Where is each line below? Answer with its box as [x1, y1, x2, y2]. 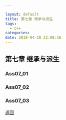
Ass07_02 [5, 84, 29, 91]
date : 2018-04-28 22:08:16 [5, 35, 61, 40]
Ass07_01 [5, 70, 28, 77]
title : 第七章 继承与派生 [5, 16, 53, 22]
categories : [5, 31, 30, 36]
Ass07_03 [5, 97, 29, 104]
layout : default [5, 12, 39, 17]
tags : [5, 21, 16, 26]
